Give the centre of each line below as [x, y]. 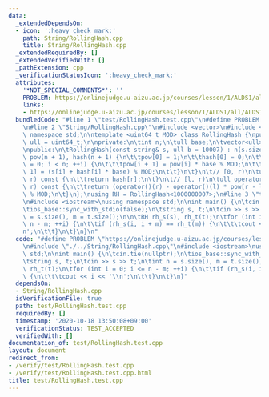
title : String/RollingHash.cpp [75, 46]
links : [34, 105]
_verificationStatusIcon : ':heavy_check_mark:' [96, 75]
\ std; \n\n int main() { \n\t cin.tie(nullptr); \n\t [107, 254]
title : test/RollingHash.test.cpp [66, 380]
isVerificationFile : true [59, 299]
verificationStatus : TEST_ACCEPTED [75, 328]
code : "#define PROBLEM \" [60, 239]
